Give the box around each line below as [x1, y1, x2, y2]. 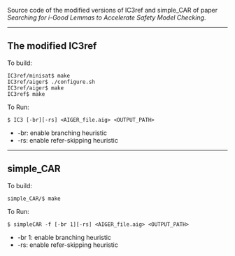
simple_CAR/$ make [7, 195, 61, 202]
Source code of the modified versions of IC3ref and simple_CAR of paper [7, 6, 218, 14]
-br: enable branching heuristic [17, 129, 107, 137]
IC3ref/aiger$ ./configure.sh [7, 78, 96, 85]
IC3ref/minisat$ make [7, 72, 71, 79]
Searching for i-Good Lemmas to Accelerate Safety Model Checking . [7, 13, 206, 22]
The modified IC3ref [7, 40, 97, 52]
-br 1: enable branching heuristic [17, 233, 112, 241]
